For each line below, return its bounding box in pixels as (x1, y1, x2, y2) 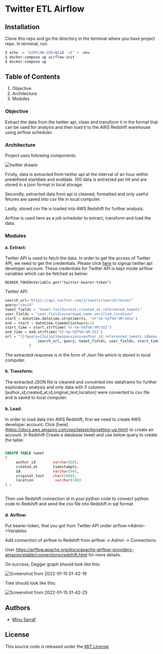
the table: (5, 437, 24, 443)
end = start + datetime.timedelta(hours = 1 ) (5, 321, 95, 326)
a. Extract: (5, 244, 27, 250)
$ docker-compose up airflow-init (5, 54, 75, 59)
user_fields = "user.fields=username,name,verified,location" (5, 311, 133, 316)
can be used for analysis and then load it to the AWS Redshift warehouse (5, 124, 151, 130)
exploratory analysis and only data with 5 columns (5, 384, 105, 390)
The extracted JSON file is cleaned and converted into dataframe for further (5, 379, 157, 385)
